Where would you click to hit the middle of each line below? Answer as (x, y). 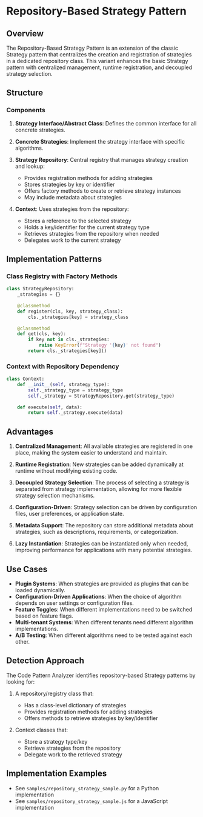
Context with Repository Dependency (63, 366)
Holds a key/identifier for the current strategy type (87, 227)
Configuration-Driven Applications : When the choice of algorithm (98, 596)
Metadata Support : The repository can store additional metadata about (104, 525)
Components (26, 110)
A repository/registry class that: (54, 693)
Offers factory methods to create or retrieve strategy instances (102, 191)
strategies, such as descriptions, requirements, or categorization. (96, 532)
